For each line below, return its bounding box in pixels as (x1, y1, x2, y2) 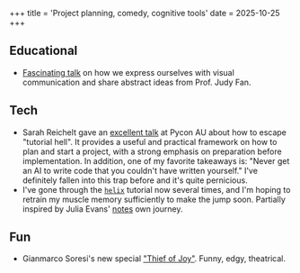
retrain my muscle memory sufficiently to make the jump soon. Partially (22, 194, 286, 205)
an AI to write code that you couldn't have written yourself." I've (22, 165, 259, 176)
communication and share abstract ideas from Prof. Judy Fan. (22, 77, 251, 87)
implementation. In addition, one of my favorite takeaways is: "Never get (22, 155, 290, 166)
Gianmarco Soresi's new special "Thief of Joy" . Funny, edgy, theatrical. (22, 253, 286, 264)
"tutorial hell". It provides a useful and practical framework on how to (22, 136, 278, 147)
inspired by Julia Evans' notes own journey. (22, 203, 183, 214)
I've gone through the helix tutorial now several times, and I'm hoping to (22, 184, 291, 195)
